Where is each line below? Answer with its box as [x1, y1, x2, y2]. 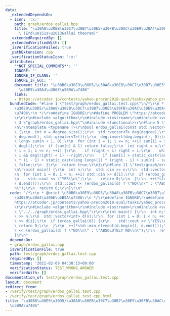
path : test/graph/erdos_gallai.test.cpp [10, 251, 96, 256]
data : [5, 7, 17, 13]
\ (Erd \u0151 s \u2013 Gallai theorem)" [18, 31, 99, 36]
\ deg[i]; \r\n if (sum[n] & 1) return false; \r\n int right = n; [14, 143, 159, 149]
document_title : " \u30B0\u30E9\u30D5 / [14, 82, 96, 87]
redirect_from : [5, 284, 37, 289]
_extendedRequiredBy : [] [10, 36, 62, 41]
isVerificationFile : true [10, 247, 65, 252]
